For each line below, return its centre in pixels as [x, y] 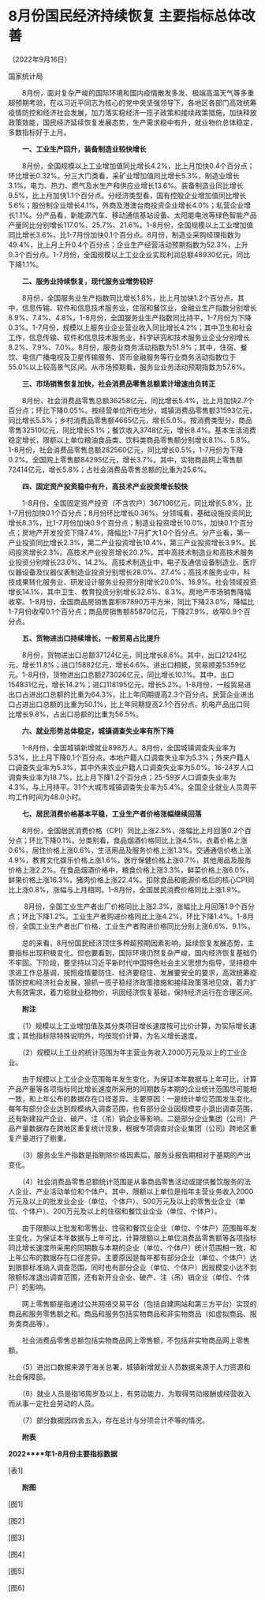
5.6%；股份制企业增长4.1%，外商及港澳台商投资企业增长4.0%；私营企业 [126, 205]
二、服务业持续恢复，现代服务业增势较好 [88, 281]
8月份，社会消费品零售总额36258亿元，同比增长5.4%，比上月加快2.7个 [138, 400]
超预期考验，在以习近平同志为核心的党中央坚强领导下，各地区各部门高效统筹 [132, 103]
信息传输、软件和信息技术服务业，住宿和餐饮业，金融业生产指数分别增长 [139, 308]
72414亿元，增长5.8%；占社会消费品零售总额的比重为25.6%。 [110, 469]
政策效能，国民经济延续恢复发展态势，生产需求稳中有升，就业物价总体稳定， [132, 122]
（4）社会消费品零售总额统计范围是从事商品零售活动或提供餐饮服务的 [133, 1181]
